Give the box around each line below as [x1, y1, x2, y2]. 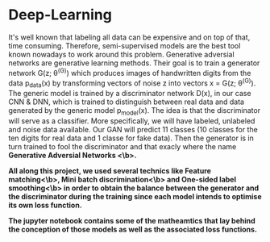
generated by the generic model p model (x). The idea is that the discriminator [8, 106, 260, 117]
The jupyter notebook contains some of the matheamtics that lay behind [8, 215, 255, 225]
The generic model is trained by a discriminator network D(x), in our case [8, 89, 251, 98]
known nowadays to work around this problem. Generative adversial [8, 49, 235, 59]
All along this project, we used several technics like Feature [8, 165, 212, 175]
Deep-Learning [8, 6, 113, 24]
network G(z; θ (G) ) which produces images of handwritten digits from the [8, 66, 251, 77]
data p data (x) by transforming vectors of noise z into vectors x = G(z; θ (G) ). [8, 77, 256, 90]
